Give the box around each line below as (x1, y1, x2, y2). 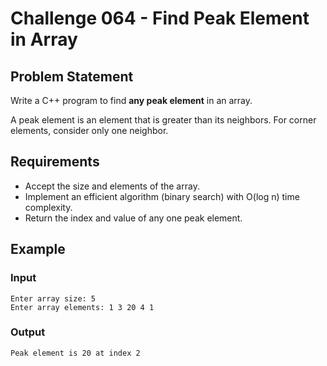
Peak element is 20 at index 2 (10, 348, 141, 358)
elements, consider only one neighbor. (10, 125, 169, 136)
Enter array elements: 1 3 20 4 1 (10, 302, 155, 312)
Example (10, 241, 66, 258)
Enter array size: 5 (10, 293, 97, 304)
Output (10, 325, 46, 339)
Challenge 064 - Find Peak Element (10, 7, 310, 30)
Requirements (10, 153, 100, 171)
